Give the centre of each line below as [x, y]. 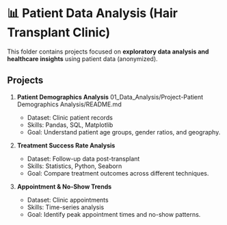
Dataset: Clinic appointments [68, 200]
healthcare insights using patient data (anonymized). [83, 58]
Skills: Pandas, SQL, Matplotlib [70, 125]
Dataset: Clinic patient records [70, 117]
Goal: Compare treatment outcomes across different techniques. [118, 173]
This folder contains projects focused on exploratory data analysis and [108, 51]
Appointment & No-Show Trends [64, 187]
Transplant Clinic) [59, 33]
